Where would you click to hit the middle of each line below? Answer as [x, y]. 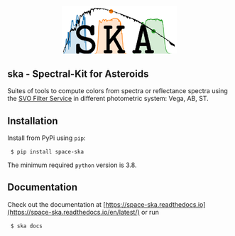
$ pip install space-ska [47, 151]
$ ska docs [26, 226]
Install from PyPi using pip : [47, 138]
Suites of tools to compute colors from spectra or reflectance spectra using [118, 91]
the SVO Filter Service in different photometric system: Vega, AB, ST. [108, 99]
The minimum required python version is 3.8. [72, 165]
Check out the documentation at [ [56, 204]
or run [150, 212]
